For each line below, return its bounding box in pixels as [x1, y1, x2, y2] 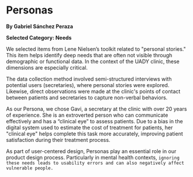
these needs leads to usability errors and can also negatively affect [6, 160, 184, 166]
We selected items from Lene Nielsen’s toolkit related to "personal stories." [6, 45, 186, 53]
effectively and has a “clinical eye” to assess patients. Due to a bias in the [6, 117, 183, 124]
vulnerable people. [6, 165, 54, 171]
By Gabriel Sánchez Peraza [6, 23, 73, 30]
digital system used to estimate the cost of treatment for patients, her [6, 124, 173, 131]
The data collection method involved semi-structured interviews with [6, 75, 172, 82]
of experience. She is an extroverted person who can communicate [6, 112, 168, 119]
